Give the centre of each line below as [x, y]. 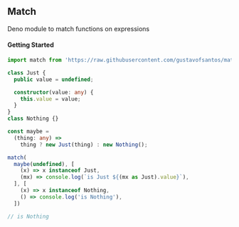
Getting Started [31, 45]
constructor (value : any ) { [54, 92]
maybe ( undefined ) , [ [44, 164]
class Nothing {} [33, 119]
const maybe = [28, 132]
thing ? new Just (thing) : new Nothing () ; [84, 145]
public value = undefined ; [54, 79]
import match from [34, 60]
